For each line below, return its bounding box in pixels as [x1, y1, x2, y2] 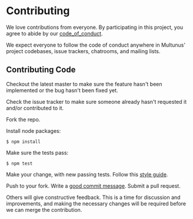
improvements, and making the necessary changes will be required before [6, 200, 187, 207]
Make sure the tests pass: [6, 149, 69, 156]
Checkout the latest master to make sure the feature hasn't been [6, 80, 163, 87]
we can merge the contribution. [6, 206, 82, 213]
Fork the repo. [6, 116, 41, 123]
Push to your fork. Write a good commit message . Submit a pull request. [6, 182, 181, 189]
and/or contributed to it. [6, 104, 64, 112]
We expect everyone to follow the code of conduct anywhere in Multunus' [6, 41, 186, 48]
